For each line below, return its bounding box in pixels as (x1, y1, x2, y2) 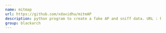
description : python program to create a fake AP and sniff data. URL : (5, 16, 158, 21)
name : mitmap (5, 7, 32, 12)
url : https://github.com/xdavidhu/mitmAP (5, 12, 92, 16)
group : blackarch (5, 20, 41, 26)
